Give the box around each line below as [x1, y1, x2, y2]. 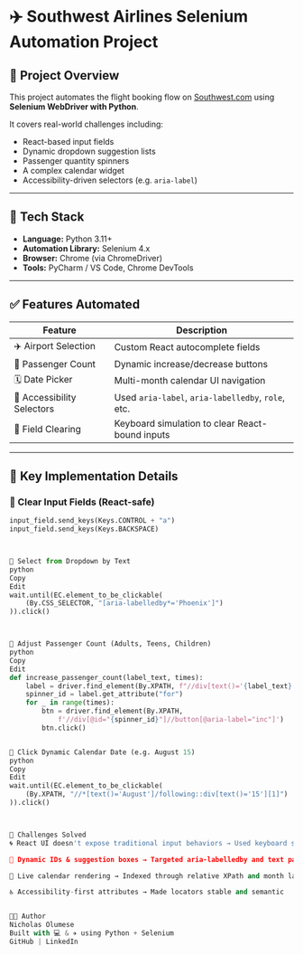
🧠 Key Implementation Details [9, 468, 179, 484]
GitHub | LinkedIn [9, 937, 78, 946]
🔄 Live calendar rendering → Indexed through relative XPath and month [9, 871, 284, 881]
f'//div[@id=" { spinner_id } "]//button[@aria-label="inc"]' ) [57, 715, 284, 724]
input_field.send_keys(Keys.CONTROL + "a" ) [9, 516, 176, 525]
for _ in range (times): [25, 698, 115, 707]
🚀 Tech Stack [9, 209, 85, 225]
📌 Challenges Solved [9, 830, 87, 839]
